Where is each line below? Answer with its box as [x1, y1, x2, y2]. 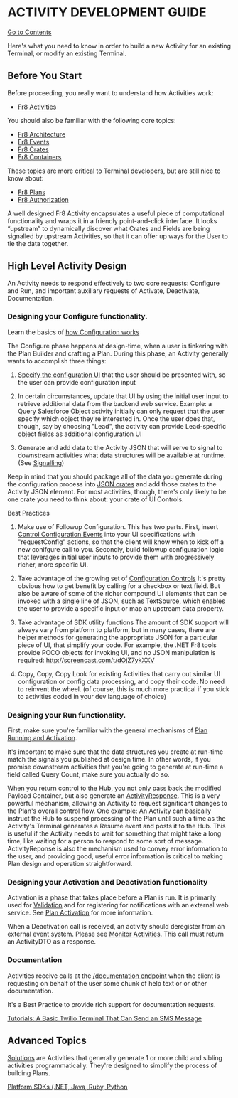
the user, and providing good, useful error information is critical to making [7, 852, 224, 860]
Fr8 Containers [17, 152, 62, 161]
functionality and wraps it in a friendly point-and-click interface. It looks [7, 216, 217, 225]
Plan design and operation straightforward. [7, 860, 133, 868]
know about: [7, 174, 44, 182]
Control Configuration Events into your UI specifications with [17, 530, 195, 538]
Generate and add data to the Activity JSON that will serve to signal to [17, 443, 223, 452]
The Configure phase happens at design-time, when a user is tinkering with [7, 341, 229, 350]
